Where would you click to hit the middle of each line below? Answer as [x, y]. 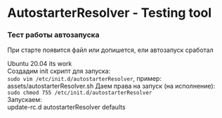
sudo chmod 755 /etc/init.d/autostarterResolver [80, 93]
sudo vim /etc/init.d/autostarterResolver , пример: [84, 79]
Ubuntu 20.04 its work [40, 64]
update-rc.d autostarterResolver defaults [66, 107]
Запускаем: [25, 100]
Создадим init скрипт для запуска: [59, 71]
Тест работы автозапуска [53, 35]
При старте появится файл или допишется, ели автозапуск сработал [111, 50]
